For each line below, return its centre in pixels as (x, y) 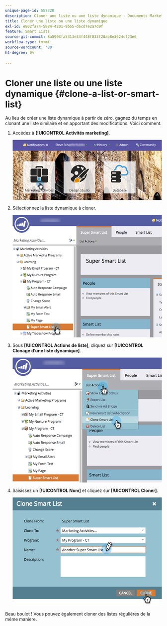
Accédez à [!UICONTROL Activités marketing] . (61, 133)
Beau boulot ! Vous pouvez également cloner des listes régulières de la (78, 614)
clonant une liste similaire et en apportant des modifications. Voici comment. (83, 123)
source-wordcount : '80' (30, 47)
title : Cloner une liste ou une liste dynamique (56, 21)
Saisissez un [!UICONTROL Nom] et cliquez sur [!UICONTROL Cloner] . (85, 490)
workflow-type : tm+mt (28, 42)
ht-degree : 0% (20, 52)
